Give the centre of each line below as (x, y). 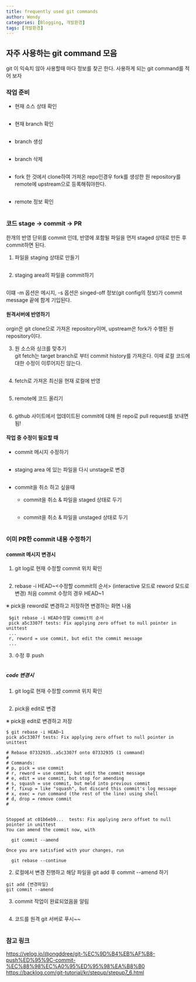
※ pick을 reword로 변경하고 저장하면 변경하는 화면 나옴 (69, 606)
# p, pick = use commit (35, 768)
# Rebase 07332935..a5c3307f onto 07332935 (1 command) (75, 753)
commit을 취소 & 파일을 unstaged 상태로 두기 (75, 517)
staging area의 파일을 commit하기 (54, 275)
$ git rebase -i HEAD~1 (35, 732)
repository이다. (24, 336)
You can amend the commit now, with (51, 830)
